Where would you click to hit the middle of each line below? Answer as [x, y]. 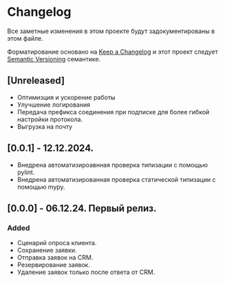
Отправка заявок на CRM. [55, 258]
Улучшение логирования [54, 105]
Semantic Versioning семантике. [54, 59]
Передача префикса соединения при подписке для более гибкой [113, 112]
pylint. [26, 172]
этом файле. [25, 38]
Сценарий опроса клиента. [57, 243]
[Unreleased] [36, 81]
